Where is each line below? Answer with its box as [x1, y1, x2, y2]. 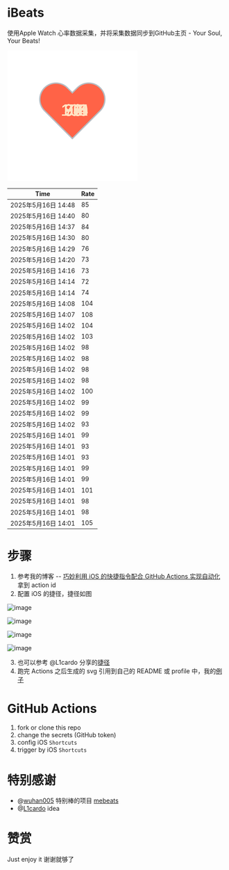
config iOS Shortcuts [17, 739, 78, 747]
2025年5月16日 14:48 [10, 200, 76, 209]
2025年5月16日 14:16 [10, 266, 76, 275]
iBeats [7, 5, 45, 21]
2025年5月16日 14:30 [10, 234, 76, 242]
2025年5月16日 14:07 [10, 311, 76, 319]
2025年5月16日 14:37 [10, 223, 76, 231]
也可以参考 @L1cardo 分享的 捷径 [17, 659, 110, 667]
